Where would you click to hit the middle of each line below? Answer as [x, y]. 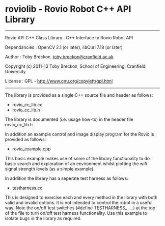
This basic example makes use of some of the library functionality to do [78, 158]
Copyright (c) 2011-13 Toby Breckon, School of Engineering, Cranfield [75, 66]
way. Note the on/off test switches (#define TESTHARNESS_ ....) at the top [80, 208]
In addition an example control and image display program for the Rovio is [80, 134]
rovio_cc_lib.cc [27, 105]
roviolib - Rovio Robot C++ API [68, 9]
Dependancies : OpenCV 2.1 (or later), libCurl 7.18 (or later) [64, 47]
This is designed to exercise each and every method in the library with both [81, 197]
